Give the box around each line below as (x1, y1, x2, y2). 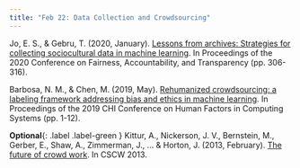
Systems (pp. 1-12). (9, 112, 81, 123)
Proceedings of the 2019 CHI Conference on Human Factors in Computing (9, 102, 284, 113)
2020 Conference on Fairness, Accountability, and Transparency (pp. (9, 57, 266, 67)
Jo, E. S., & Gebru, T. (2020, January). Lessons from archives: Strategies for (9, 38, 291, 49)
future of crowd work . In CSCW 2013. (9, 149, 148, 160)
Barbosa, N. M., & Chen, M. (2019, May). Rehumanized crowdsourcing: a (9, 84, 277, 94)
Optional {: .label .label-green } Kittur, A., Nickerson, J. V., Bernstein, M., (9, 129, 275, 140)
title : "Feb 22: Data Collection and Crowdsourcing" (9, 13, 211, 22)
